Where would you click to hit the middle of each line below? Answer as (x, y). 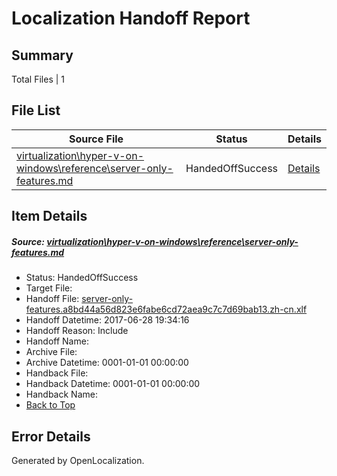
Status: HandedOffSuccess (82, 278)
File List (36, 110)
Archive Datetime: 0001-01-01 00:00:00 (107, 363)
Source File (96, 139)
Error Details (51, 436)
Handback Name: (61, 394)
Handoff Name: (57, 341)
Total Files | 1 (38, 79)
